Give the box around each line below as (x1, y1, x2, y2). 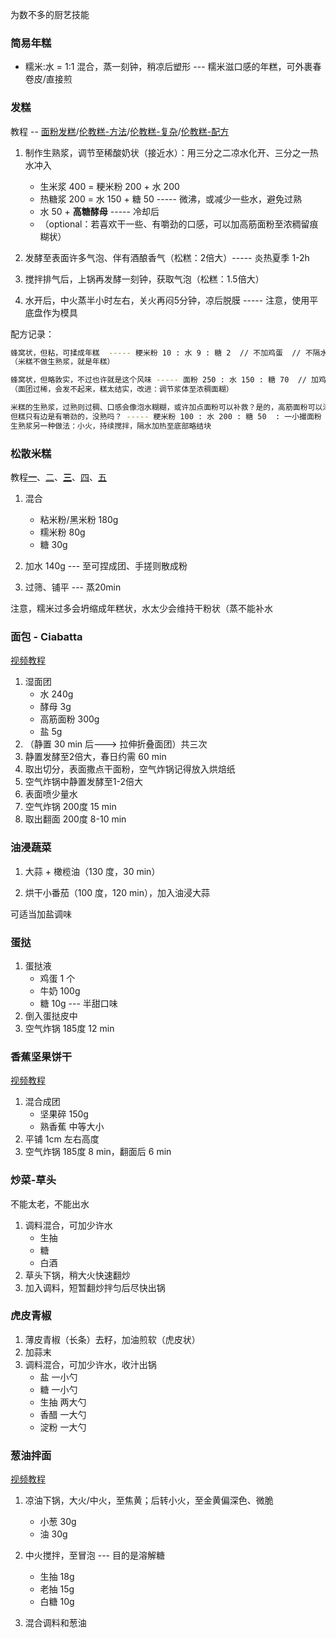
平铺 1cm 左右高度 (24, 1133, 100, 1145)
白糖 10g (39, 1596, 75, 1608)
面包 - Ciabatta (10, 629, 83, 643)
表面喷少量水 (24, 788, 78, 800)
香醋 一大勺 (39, 1408, 87, 1420)
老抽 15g (39, 1583, 75, 1595)
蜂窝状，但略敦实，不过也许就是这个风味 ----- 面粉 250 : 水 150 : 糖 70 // (10, 375, 307, 385)
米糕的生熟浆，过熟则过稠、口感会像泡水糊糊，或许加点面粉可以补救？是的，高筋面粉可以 (10, 403, 323, 413)
